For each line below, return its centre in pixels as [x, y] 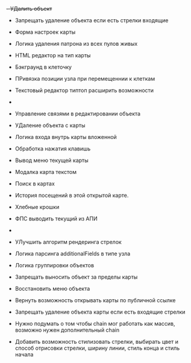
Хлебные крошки [37, 207]
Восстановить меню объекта [52, 289]
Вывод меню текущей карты [52, 160]
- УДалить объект [29, 9]
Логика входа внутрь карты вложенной [66, 137]
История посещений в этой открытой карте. [72, 195]
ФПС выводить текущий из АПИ [56, 219]
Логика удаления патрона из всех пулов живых [76, 44]
